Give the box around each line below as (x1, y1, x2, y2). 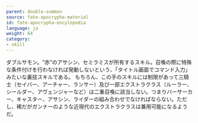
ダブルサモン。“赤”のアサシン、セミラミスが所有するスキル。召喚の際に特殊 (6, 59, 192, 66)
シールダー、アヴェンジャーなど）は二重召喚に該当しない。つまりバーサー (6, 88, 188, 95)
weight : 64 (6, 31, 33, 37)
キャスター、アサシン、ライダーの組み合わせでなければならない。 (16, 95, 177, 102)
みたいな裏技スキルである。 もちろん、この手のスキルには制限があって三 (6, 73, 184, 80)
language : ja (6, 25, 39, 31)
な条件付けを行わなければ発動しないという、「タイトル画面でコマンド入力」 (6, 66, 191, 73)
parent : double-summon (6, 8, 62, 15)
